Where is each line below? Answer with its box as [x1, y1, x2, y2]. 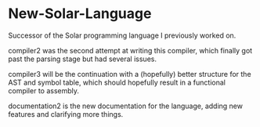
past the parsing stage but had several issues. [8, 54, 157, 63]
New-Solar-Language [8, 5, 152, 23]
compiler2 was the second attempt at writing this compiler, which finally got [8, 45, 253, 55]
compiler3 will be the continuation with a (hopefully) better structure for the [8, 69, 252, 78]
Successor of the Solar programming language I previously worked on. [8, 31, 237, 40]
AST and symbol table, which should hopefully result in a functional [8, 78, 226, 87]
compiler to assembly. [8, 85, 80, 95]
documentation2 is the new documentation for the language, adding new [8, 101, 243, 111]
